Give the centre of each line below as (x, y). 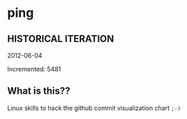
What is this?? (39, 91)
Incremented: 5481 (34, 69)
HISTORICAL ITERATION (61, 39)
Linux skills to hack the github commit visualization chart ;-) (94, 108)
